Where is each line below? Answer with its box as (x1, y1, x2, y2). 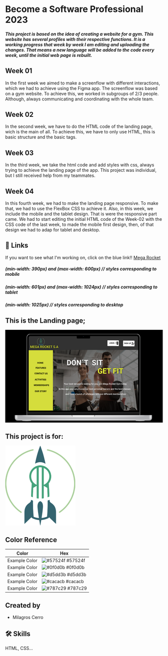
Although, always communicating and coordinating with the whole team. (5, 96, 154, 102)
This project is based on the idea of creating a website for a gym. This (5, 31, 154, 37)
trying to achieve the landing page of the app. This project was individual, (5, 167, 156, 173)
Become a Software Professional (5, 3, 143, 15)
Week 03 (5, 148, 34, 157)
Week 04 (5, 187, 34, 195)
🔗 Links (5, 241, 28, 250)
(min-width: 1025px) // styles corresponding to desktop (5, 302, 123, 308)
